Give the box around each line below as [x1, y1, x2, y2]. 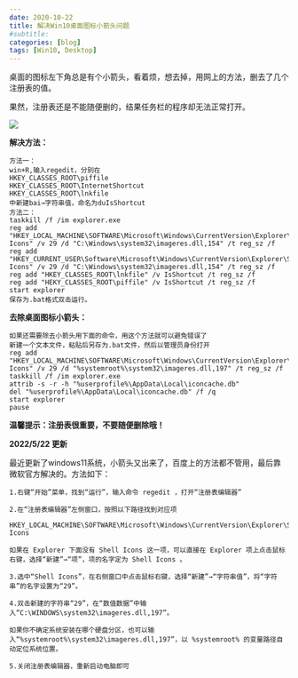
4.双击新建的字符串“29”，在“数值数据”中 [9, 599, 140, 609]
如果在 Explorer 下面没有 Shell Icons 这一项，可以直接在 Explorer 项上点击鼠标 [9, 546, 286, 555]
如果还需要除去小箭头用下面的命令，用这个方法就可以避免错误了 [9, 331, 208, 340]
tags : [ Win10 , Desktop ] [9, 46, 98, 55]
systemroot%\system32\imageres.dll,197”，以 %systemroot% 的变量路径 [23, 635, 277, 644]
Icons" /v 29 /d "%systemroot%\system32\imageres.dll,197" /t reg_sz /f [9, 364, 284, 373]
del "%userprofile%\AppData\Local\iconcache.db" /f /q [9, 387, 216, 396]
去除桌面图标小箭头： [9, 312, 87, 323]
